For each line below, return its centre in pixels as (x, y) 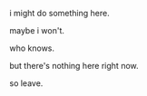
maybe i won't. (37, 30)
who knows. (32, 48)
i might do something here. (60, 13)
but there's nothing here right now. (74, 66)
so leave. (26, 83)
